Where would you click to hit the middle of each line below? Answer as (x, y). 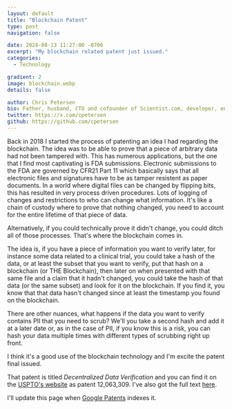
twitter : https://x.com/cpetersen (57, 115)
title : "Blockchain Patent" (48, 20)
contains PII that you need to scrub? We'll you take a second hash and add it (116, 321)
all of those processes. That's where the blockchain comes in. (95, 235)
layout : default (30, 13)
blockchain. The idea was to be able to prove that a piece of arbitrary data (113, 149)
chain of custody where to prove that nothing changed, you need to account (116, 207)
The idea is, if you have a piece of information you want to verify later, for (112, 249)
